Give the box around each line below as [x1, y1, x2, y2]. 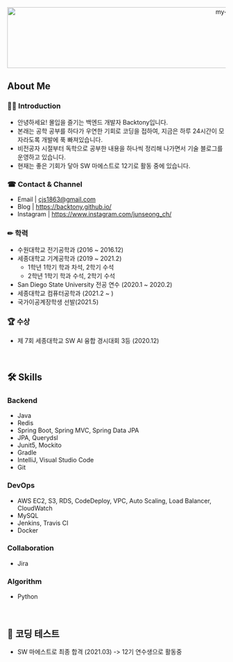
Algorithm [7, 576, 42, 586]
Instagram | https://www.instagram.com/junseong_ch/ [17, 210, 172, 218]
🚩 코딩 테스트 [7, 628, 60, 640]
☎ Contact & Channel [7, 179, 83, 189]
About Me [7, 80, 51, 93]
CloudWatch [17, 504, 53, 512]
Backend [7, 395, 38, 405]
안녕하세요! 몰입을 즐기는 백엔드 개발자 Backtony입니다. [17, 118, 169, 126]
